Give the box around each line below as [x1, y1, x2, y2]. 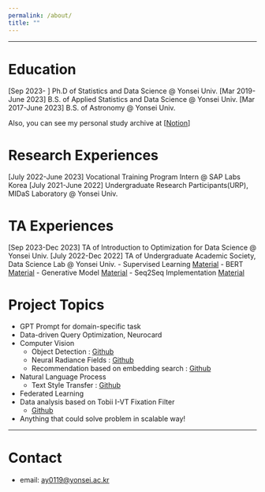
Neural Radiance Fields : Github [31, 355, 134, 365]
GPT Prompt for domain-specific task [19, 321, 142, 332]
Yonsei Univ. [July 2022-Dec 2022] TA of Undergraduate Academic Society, [8, 251, 256, 261]
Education [8, 60, 77, 78]
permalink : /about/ [8, 11, 73, 20]
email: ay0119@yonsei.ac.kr [19, 475, 110, 485]
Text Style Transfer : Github [31, 381, 121, 390]
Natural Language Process [19, 372, 106, 381]
